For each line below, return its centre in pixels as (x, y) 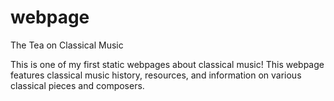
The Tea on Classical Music (67, 45)
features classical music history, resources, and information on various (156, 75)
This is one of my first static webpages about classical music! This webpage (167, 64)
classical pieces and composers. (77, 85)
